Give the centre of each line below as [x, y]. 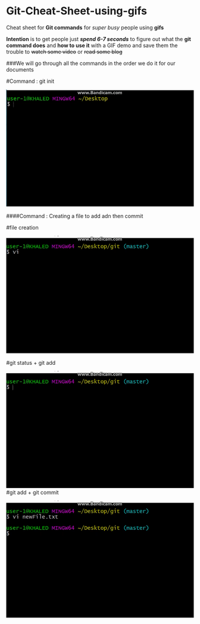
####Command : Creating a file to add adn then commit [75, 216]
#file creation [22, 228]
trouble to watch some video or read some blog [65, 51]
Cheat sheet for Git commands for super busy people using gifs [85, 27]
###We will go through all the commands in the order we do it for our [91, 63]
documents [20, 69]
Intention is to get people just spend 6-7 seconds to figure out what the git [99, 39]
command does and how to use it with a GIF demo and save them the [92, 45]
